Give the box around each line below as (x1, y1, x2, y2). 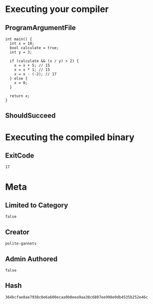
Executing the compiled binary (5, 131, 135, 143)
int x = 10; (9, 41, 35, 46)
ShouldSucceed (5, 111, 56, 120)
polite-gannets (5, 241, 37, 246)
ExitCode (5, 151, 34, 159)
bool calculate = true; (9, 45, 59, 50)
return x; (9, 93, 30, 98)
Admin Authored (5, 254, 58, 263)
